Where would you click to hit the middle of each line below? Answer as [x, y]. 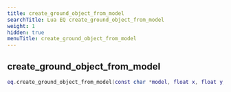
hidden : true [26, 32]
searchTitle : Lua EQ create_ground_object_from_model [86, 20]
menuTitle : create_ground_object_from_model [72, 39]
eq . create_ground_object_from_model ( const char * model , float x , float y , [117, 82]
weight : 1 [21, 26]
